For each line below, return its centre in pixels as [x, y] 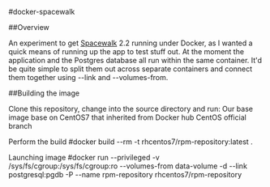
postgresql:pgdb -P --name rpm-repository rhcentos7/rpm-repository [125, 174]
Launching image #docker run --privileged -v [84, 157]
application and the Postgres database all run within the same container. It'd [135, 60]
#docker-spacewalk [42, 12]
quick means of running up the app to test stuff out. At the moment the [126, 51]
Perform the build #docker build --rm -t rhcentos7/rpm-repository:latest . [131, 142]
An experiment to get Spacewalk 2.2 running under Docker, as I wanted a [131, 43]
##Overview [29, 27]
